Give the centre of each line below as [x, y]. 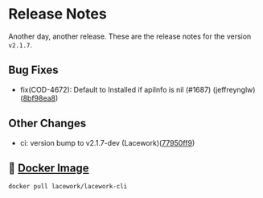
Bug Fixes [33, 70]
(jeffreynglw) [234, 89]
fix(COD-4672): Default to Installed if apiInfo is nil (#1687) [115, 89]
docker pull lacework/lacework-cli [68, 187]
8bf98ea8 [39, 98]
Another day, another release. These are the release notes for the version [130, 36]
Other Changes [47, 124]
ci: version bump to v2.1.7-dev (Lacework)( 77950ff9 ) [107, 142]
